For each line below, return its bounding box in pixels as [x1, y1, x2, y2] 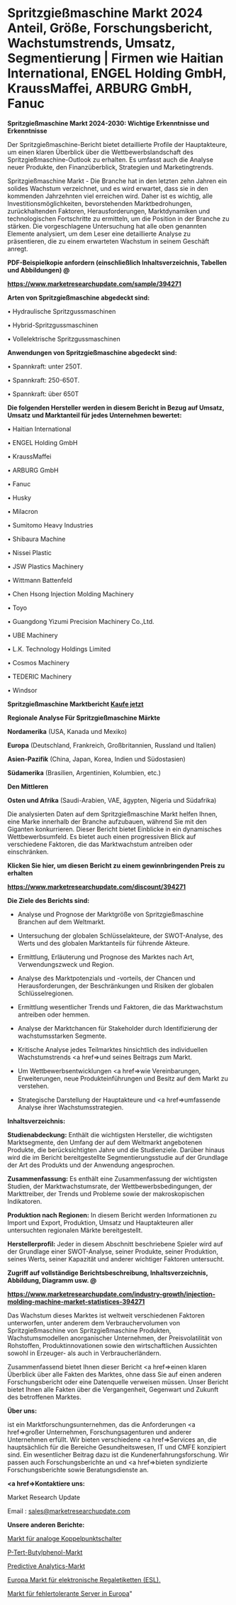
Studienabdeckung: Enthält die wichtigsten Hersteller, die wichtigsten [7, 1130, 213, 1139]
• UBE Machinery [7, 630, 58, 640]
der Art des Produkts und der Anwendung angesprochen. [7, 1161, 175, 1169]
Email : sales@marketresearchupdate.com [7, 1506, 131, 1515]
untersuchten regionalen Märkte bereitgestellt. [7, 1226, 143, 1234]
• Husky [7, 493, 32, 502]
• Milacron [7, 507, 38, 515]
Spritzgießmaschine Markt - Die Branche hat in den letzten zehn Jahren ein [7, 176, 227, 185]
